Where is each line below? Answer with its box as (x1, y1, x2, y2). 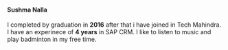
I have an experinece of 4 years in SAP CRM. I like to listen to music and (7, 28, 212, 36)
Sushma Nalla (7, 5, 48, 14)
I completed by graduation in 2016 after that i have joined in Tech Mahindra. (7, 21, 222, 29)
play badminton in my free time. (7, 35, 97, 44)
